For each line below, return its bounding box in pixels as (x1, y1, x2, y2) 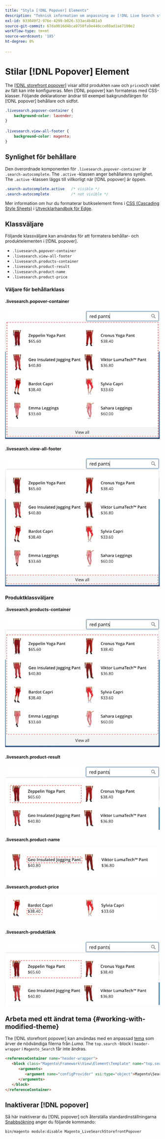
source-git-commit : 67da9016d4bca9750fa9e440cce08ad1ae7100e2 (5, 24, 135, 29)
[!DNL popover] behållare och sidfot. (5, 98, 79, 104)
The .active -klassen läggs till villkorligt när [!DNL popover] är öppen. (5, 176, 146, 182)
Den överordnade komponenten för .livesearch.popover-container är (5, 166, 146, 172)
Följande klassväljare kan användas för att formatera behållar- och (5, 233, 139, 239)
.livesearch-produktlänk (5, 929, 56, 935)
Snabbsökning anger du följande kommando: (5, 1119, 96, 1125)
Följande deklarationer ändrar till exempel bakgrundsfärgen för (22, 92, 148, 98)
